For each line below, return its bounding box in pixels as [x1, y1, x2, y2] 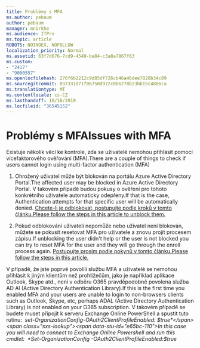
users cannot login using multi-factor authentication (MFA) [6, 161, 150, 168]
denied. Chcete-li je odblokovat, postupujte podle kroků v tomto [14, 204, 172, 212]
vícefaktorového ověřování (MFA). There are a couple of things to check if [6, 155, 186, 162]
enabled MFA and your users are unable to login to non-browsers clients [6, 291, 184, 298]
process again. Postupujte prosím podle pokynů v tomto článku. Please [14, 248, 189, 255]
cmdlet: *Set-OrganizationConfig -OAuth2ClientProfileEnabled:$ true [6, 335, 177, 343]
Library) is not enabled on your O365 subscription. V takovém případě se [6, 304, 186, 311]
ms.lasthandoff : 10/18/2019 [6, 97, 76, 103]
